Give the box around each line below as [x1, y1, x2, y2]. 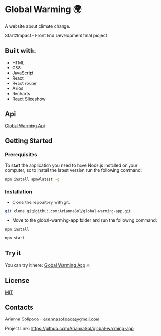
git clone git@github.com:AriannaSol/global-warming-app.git [5, 209, 131, 214]
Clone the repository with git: [12, 200, 70, 205]
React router [12, 80, 37, 86]
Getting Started [5, 136, 53, 145]
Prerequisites [5, 151, 37, 158]
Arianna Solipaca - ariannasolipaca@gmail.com [5, 316, 100, 322]
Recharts [12, 90, 31, 96]
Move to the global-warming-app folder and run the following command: [12, 218, 157, 223]
